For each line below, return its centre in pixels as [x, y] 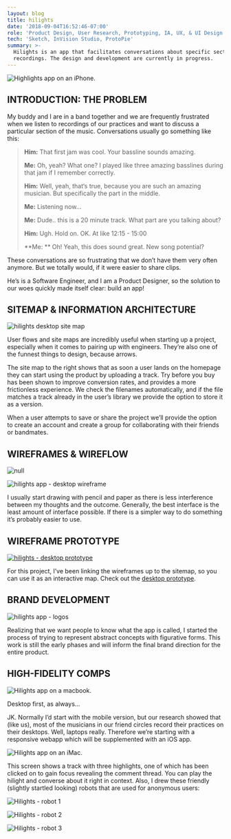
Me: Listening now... [53, 206]
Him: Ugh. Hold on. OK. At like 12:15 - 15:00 [85, 233]
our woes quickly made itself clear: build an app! [76, 288]
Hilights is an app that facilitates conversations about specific [112, 52]
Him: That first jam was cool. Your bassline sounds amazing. [110, 152]
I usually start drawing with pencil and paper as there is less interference [110, 497]
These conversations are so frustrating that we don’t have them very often [112, 260]
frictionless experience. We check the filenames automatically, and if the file [115, 390]
